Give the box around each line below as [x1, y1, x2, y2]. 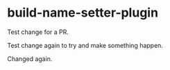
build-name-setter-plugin [7, 5, 158, 21]
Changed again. [7, 54, 53, 63]
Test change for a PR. [7, 28, 69, 36]
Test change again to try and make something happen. [7, 41, 163, 49]
